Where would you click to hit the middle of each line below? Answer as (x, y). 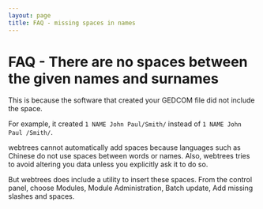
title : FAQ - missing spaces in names (72, 23)
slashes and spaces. (41, 196)
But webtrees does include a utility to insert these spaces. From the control (130, 180)
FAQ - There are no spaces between (128, 62)
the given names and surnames (113, 78)
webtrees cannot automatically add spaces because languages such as (124, 147)
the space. (26, 109)
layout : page (30, 15)
